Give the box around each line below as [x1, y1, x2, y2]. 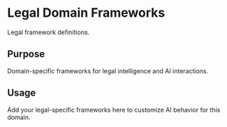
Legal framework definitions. [7, 28, 90, 36]
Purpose [7, 48, 45, 60]
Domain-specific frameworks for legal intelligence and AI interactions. [7, 66, 209, 75]
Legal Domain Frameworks [7, 5, 166, 21]
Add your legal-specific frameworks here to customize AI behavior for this [7, 105, 221, 114]
